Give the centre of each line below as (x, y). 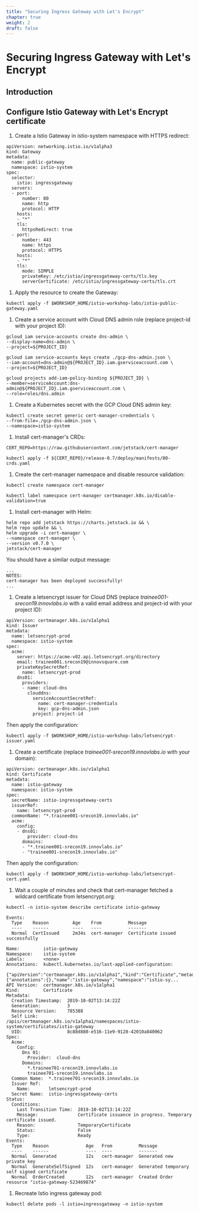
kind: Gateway (24, 152)
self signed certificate (37, 1171)
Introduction (30, 92)
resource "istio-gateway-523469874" (51, 1182)
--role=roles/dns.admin (36, 394)
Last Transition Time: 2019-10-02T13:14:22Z (74, 1109)
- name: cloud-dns (44, 688)
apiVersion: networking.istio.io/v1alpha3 (59, 146)
